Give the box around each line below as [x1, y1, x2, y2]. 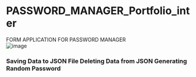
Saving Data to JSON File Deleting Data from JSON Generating [6, 57, 187, 65]
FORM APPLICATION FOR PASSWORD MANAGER [6, 36, 127, 43]
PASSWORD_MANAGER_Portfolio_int [6, 4, 190, 18]
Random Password [6, 64, 61, 72]
